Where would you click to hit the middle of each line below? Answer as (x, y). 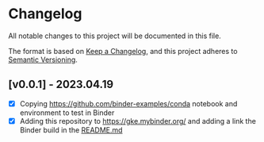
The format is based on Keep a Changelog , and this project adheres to (123, 51)
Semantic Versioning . (43, 59)
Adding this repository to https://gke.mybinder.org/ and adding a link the (138, 121)
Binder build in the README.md (71, 130)
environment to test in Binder (67, 113)
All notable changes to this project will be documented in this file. (115, 36)
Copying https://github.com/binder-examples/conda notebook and (128, 103)
